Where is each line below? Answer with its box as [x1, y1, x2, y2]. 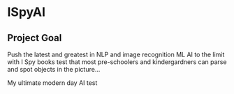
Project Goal [7, 32, 62, 44]
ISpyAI [7, 4, 46, 20]
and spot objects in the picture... [7, 65, 101, 73]
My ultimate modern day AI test [7, 79, 98, 87]
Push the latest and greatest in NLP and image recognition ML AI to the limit [7, 50, 225, 58]
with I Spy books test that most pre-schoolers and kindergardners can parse [7, 58, 227, 66]
